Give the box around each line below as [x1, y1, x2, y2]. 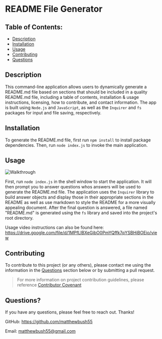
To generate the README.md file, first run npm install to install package [5, 137, 151, 143]
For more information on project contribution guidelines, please [17, 277, 144, 283]
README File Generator [5, 3, 102, 15]
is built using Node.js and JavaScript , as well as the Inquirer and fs [5, 104, 142, 111]
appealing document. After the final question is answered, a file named [5, 204, 147, 211]
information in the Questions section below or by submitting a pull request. [5, 268, 155, 273]
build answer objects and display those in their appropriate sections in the [5, 194, 154, 200]
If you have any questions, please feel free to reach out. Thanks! [5, 309, 135, 315]
